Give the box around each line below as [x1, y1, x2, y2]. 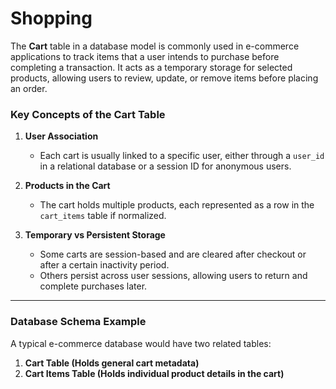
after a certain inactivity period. [39, 259, 170, 271]
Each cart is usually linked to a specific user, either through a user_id [39, 150, 325, 162]
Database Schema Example [10, 315, 147, 329]
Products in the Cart [24, 180, 111, 192]
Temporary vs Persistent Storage [24, 229, 166, 241]
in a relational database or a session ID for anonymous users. [39, 160, 292, 172]
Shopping [10, 7, 93, 30]
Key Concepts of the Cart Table [10, 107, 166, 121]
